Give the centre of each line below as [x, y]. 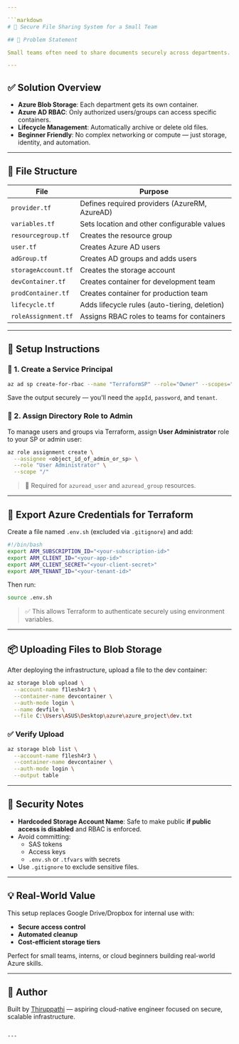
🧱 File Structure [42, 171]
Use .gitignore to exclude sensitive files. [78, 867]
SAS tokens [45, 844]
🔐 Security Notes [46, 804]
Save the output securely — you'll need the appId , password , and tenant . [113, 398]
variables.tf [33, 224]
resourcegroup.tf [40, 235]
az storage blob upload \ [46, 683]
